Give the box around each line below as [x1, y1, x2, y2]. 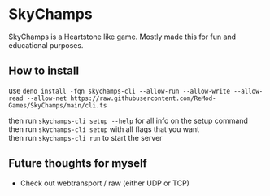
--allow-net [26, 94, 67, 102]
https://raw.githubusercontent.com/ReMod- [70, 94, 217, 102]
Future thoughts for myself [8, 156, 148, 171]
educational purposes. [8, 40, 84, 50]
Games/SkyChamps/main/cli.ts [8, 101, 107, 110]
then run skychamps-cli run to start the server [8, 133, 163, 142]
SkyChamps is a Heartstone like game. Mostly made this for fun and [8, 32, 237, 41]
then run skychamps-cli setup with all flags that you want [8, 124, 200, 134]
